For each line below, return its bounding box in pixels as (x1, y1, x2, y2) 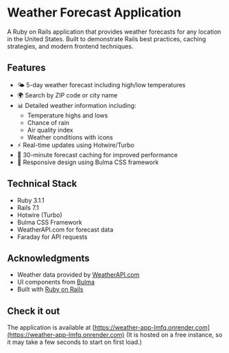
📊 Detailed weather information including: (16, 101, 136, 109)
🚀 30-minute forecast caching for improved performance (16, 150, 178, 159)
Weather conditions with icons (27, 133, 113, 141)
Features (7, 62, 46, 73)
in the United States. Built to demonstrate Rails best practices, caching (7, 34, 206, 43)
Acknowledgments (7, 252, 91, 264)
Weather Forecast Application (7, 5, 182, 21)
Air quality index (27, 126, 73, 134)
